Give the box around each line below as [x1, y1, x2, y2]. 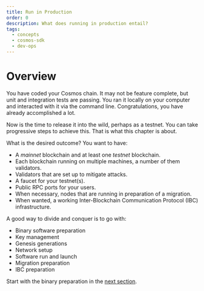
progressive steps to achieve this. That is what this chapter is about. [6, 127, 178, 134]
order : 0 [6, 15, 29, 21]
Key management [15, 233, 60, 240]
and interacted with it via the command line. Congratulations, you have [6, 102, 184, 110]
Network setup [15, 246, 53, 254]
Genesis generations [15, 240, 68, 247]
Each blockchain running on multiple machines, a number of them [15, 157, 180, 165]
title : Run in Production [6, 9, 72, 15]
